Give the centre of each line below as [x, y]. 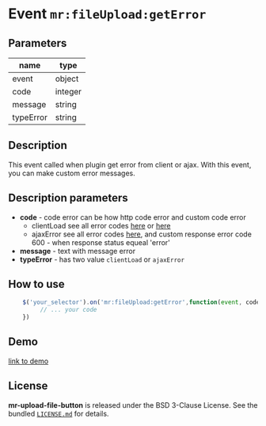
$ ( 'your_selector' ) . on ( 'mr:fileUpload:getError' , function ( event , [133, 302]
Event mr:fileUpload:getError [107, 14]
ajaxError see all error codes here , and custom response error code [141, 234]
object [67, 79]
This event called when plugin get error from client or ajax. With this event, [130, 164]
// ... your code [68, 310]
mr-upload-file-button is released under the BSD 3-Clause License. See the [133, 405]
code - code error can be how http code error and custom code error [133, 217]
